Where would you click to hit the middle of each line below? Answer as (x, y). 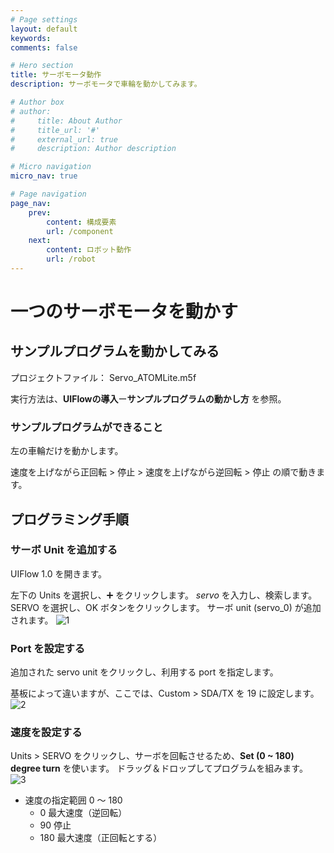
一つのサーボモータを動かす (124, 312)
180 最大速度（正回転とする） (101, 838)
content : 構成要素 (81, 222)
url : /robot (71, 259)
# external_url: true (64, 139)
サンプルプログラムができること (87, 427)
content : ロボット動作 (89, 250)
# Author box (37, 102)
